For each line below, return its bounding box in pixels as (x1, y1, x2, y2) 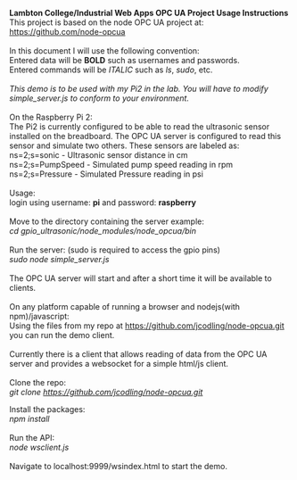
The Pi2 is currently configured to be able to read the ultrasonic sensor (9, 121, 270, 132)
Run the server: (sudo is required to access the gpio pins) (9, 244, 221, 255)
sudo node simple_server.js (9, 254, 110, 264)
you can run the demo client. (9, 330, 115, 340)
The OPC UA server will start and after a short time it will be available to (9, 273, 272, 284)
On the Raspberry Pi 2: (9, 112, 93, 122)
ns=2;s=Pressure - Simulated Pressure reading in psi (9, 169, 203, 179)
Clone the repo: (9, 377, 67, 387)
